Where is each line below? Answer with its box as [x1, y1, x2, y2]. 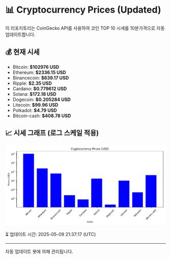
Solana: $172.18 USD [12, 91, 57, 97]
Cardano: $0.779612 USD [12, 85, 67, 92]
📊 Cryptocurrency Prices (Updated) [5, 4, 161, 16]
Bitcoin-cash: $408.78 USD [12, 113, 71, 119]
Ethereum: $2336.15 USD [12, 69, 66, 75]
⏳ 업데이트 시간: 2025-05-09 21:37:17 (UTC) [5, 231, 96, 237]
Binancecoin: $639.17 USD [12, 74, 69, 81]
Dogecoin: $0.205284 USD [12, 96, 71, 102]
